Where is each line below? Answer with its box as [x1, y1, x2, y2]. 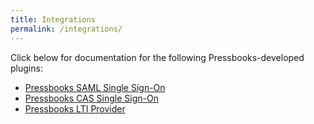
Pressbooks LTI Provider [24, 102, 126, 115]
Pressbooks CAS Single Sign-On [24, 92, 159, 104]
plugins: [10, 62, 43, 74]
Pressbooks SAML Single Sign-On [24, 81, 166, 93]
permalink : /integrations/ [10, 24, 123, 34]
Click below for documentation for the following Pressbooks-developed [10, 51, 305, 63]
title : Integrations [10, 14, 97, 25]
